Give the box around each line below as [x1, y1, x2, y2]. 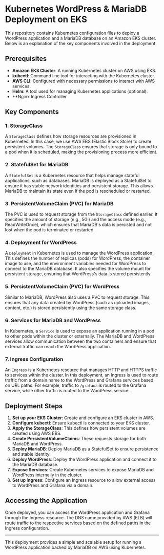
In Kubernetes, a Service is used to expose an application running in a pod [5, 328, 155, 333]
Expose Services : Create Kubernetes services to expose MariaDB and [12, 467, 154, 473]
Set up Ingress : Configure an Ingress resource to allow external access [12, 477, 156, 483]
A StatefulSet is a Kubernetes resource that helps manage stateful [5, 172, 140, 178]
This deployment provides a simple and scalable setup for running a [5, 539, 142, 545]
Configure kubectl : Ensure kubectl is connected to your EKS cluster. [12, 420, 150, 426]
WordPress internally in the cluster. [12, 472, 82, 478]
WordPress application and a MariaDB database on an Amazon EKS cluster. [5, 35, 157, 41]
